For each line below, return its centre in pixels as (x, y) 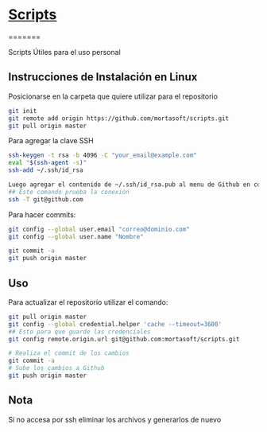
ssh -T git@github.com (46, 199)
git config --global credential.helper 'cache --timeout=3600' (115, 324)
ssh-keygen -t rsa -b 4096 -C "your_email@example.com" (103, 156)
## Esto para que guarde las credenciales (79, 332)
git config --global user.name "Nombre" (76, 236)
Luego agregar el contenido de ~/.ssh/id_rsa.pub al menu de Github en (129, 185)
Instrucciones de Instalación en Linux (103, 77)
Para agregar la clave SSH (51, 141)
